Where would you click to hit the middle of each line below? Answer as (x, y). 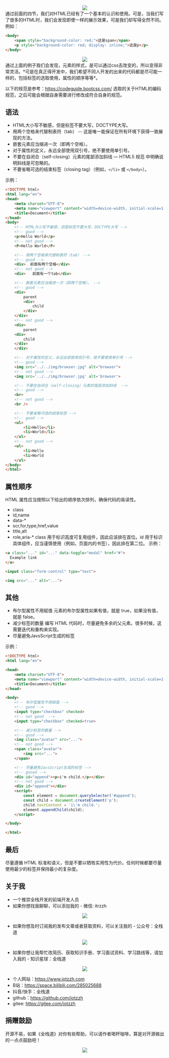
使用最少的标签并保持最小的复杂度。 (43, 869)
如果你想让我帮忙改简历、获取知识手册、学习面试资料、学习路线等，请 (86, 952)
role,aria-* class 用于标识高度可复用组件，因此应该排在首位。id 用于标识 (88, 537)
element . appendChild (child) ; (54, 810)
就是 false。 (25, 617)
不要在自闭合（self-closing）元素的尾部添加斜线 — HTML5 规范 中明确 (86, 157)
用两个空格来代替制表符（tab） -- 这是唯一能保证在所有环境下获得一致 (86, 132)
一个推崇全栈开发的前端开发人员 (46, 899)
